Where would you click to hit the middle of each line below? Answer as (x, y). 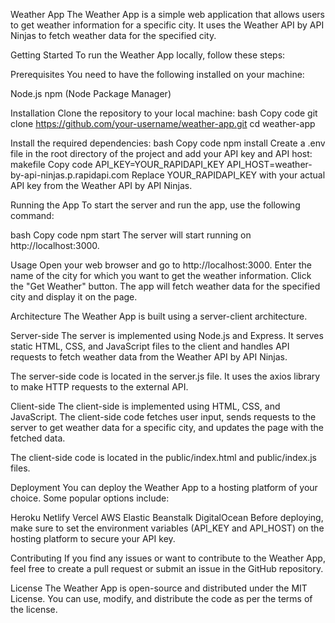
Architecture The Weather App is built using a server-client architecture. (159, 316)
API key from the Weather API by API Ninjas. (101, 185)
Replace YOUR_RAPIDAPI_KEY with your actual (228, 175)
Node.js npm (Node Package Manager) (91, 93)
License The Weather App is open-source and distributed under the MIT (159, 588)
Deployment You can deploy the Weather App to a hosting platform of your (164, 487)
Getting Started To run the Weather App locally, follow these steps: (148, 55)
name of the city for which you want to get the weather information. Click (161, 275)
